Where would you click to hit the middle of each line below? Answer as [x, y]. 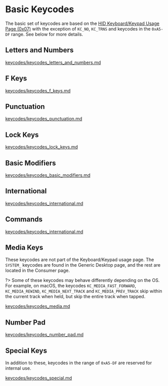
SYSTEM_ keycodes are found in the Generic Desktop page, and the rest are [83, 265]
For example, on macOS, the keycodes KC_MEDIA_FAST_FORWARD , [71, 286]
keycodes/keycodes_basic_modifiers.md [48, 175]
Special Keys [26, 351]
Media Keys [24, 248]
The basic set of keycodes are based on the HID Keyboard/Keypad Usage [82, 23]
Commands [24, 219]
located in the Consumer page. [38, 271]
